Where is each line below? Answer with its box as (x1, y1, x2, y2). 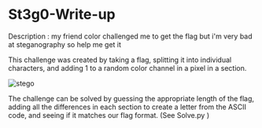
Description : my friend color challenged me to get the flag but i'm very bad (8, 31, 253, 41)
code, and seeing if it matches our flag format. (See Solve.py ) (8, 110, 210, 119)
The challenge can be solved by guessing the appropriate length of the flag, (8, 93, 254, 103)
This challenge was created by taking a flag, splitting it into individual (8, 55, 232, 64)
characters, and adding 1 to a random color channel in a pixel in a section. (8, 63, 247, 72)
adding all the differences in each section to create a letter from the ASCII (8, 102, 246, 112)
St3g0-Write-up (8, 5, 116, 24)
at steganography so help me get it (8, 39, 122, 49)
